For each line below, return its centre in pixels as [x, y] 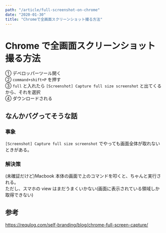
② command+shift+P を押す [33, 80]
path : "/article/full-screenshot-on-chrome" [53, 10]
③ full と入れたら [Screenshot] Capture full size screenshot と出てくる [84, 86]
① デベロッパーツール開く [33, 73]
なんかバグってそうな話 [41, 116]
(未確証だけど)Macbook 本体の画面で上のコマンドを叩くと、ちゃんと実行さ [83, 176]
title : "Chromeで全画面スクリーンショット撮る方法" [54, 19]
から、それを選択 [23, 92]
